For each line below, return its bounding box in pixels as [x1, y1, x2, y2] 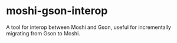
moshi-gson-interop [6, 4, 108, 18]
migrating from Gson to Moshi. [6, 29, 81, 37]
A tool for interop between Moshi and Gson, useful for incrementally [6, 24, 171, 31]
